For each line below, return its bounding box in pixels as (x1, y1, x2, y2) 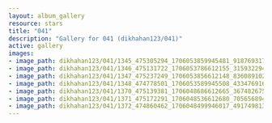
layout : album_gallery (8, 11, 85, 20)
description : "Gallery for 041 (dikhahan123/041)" (8, 34, 183, 43)
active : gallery (8, 42, 63, 50)
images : (8, 49, 35, 57)
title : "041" (8, 27, 53, 35)
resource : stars (8, 19, 63, 28)
